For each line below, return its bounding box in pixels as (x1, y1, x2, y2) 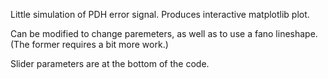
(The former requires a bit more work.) (10, 39, 169, 50)
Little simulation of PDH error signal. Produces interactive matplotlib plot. (10, 9, 310, 20)
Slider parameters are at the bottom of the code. (10, 58, 210, 69)
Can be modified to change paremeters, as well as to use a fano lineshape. (10, 28, 318, 39)
